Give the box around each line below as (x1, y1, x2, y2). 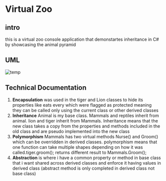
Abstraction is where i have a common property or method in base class (12, 155, 161, 161)
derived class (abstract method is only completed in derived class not (12, 165, 155, 171)
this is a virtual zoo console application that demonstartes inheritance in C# (5, 36, 160, 42)
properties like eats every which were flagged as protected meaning (12, 102, 152, 108)
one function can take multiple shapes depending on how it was (12, 144, 143, 150)
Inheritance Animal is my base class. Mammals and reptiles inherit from (12, 113, 160, 119)
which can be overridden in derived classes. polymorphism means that (12, 139, 158, 145)
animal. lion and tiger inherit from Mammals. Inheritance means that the (12, 118, 159, 123)
